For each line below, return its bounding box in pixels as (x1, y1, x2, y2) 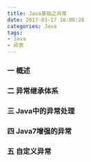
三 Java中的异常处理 (7, 106, 75, 115)
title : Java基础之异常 (7, 10, 68, 17)
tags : (7, 29, 23, 36)
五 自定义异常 (7, 146, 52, 156)
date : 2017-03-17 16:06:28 (7, 16, 85, 23)
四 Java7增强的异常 (7, 126, 72, 136)
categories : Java (7, 23, 57, 30)
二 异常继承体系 (7, 86, 59, 95)
